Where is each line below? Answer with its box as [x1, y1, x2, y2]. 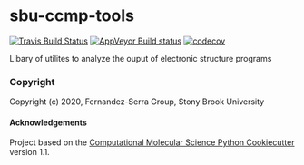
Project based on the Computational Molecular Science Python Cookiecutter [9, 137, 295, 148]
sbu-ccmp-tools [9, 5, 134, 26]
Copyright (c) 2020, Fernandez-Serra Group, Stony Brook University [9, 96, 265, 107]
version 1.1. [9, 147, 50, 158]
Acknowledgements [9, 117, 88, 128]
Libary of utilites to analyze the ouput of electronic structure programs [9, 53, 272, 63]
